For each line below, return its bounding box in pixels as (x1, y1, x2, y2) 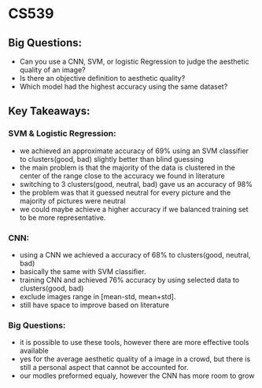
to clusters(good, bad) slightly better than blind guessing (19, 154, 205, 163)
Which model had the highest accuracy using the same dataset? (19, 82, 228, 91)
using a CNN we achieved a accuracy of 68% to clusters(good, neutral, (19, 250, 251, 259)
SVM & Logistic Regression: (8, 128, 116, 139)
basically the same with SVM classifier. (19, 266, 146, 276)
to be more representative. (19, 213, 106, 222)
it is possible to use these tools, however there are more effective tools (19, 338, 249, 347)
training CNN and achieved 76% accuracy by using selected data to (19, 275, 240, 284)
